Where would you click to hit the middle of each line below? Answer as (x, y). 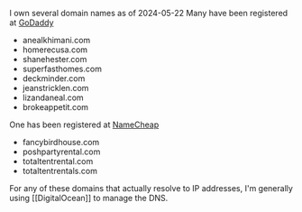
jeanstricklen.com (55, 88)
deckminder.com (54, 78)
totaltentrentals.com (59, 171)
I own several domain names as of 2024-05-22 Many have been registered (149, 13)
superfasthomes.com (62, 69)
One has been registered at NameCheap (84, 124)
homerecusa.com (55, 50)
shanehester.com (55, 59)
